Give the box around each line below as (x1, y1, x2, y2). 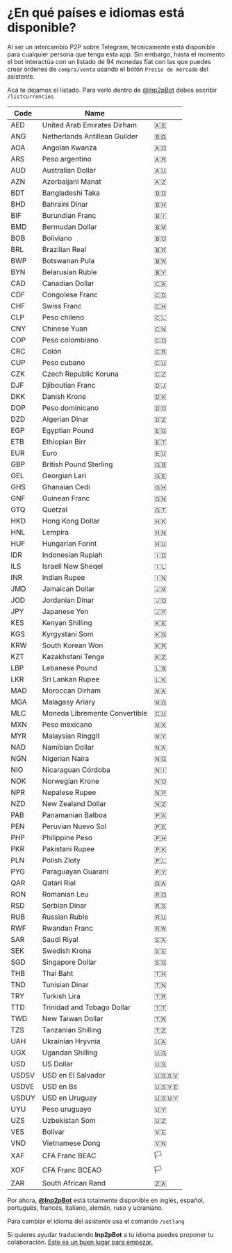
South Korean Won (42, 640, 103, 650)
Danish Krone (42, 391, 87, 401)
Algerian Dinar (42, 414, 89, 424)
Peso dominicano (42, 402, 99, 412)
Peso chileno (42, 312, 85, 322)
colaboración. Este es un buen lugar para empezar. (7, 1238, 154, 1246)
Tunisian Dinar (42, 979, 89, 989)
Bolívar (42, 1126, 65, 1136)
